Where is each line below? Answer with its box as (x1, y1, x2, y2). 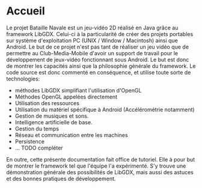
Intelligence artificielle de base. (14, 118, 93, 126)
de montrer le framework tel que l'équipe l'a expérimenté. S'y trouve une (6, 162, 186, 169)
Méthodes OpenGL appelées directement (14, 93, 118, 100)
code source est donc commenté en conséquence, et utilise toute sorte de (6, 68, 191, 76)
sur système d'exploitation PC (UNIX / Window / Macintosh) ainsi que (6, 37, 179, 44)
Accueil (6, 4, 45, 18)
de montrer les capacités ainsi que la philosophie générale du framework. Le (6, 62, 196, 70)
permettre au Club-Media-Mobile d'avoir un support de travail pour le (6, 49, 179, 56)
